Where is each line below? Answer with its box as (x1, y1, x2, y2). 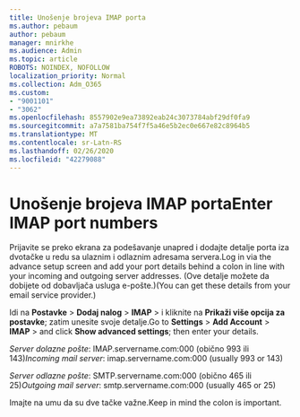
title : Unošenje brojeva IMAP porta (9, 13, 146, 22)
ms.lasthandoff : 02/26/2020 (9, 146, 115, 155)
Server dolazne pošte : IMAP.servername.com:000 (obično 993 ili (9, 343, 249, 354)
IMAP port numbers (9, 213, 159, 233)
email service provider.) (9, 290, 97, 300)
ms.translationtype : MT (9, 130, 99, 139)
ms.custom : (9, 88, 50, 97)
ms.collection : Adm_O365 (9, 80, 102, 89)
